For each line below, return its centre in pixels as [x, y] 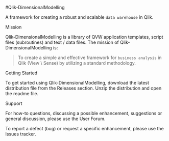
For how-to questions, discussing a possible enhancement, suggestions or [84, 113]
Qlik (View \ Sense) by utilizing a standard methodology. [77, 63]
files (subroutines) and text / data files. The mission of [62, 42]
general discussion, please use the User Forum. [55, 119]
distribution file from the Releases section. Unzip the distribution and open [83, 88]
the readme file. [22, 93]
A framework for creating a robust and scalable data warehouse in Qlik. [79, 17]
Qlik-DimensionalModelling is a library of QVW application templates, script [84, 37]
